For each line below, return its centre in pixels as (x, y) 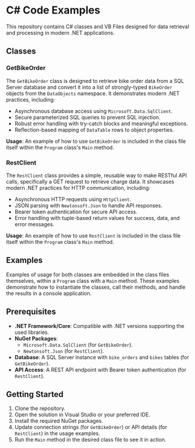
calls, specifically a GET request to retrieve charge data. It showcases (90, 181)
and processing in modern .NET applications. (61, 32)
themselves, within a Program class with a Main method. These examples (93, 280)
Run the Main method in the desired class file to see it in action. (90, 440)
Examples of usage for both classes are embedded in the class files (88, 275)
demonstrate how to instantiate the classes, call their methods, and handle (96, 287)
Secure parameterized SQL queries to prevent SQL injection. (88, 117)
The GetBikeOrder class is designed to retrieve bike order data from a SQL (95, 81)
